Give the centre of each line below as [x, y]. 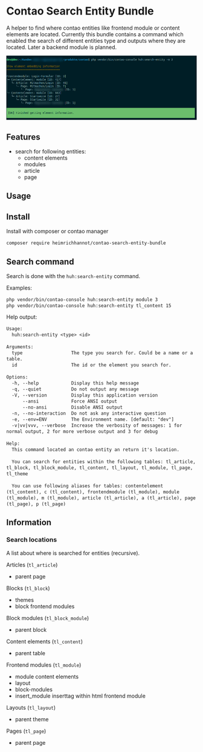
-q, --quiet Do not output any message [75, 389]
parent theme [32, 719]
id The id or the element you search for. [92, 365]
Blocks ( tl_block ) [28, 588]
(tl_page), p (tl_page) [36, 504]
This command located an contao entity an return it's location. [96, 450]
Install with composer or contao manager [57, 232]
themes [24, 600]
